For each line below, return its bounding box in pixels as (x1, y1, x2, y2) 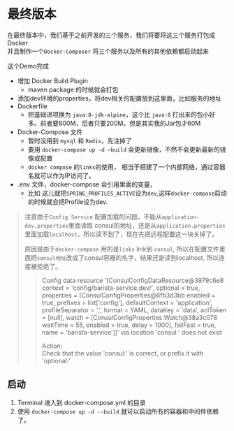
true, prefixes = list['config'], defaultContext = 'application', (41, 298, 213, 307)
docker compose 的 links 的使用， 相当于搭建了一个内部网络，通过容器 (27, 162, 226, 171)
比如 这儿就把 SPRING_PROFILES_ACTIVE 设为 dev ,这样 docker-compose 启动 (27, 189, 227, 197)
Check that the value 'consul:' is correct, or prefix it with (41, 349, 204, 357)
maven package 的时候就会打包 (27, 85, 119, 94)
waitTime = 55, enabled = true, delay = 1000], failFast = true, (41, 321, 217, 329)
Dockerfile (17, 102, 47, 110)
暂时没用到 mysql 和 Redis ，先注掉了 (27, 136, 132, 145)
